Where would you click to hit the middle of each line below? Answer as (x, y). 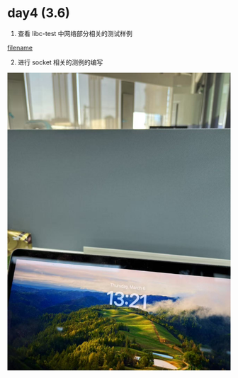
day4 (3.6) (39, 13)
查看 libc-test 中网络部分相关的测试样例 (75, 33)
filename (20, 47)
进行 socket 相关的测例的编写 (60, 62)
